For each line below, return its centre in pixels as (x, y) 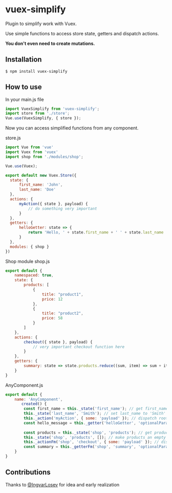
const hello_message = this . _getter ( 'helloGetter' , (80, 423)
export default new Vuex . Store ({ (41, 175)
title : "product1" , (62, 294)
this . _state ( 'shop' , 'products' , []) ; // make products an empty (95, 437)
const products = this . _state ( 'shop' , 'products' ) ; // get (88, 433)
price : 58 (52, 318)
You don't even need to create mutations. (50, 43)
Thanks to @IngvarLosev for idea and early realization (62, 484)
